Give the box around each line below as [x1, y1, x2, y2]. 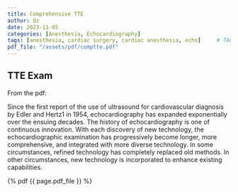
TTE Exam [7, 70, 53, 82]
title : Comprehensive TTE [7, 10, 84, 18]
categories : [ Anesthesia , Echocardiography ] [7, 30, 141, 38]
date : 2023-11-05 [7, 23, 59, 31]
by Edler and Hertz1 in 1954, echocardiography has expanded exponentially [7, 110, 228, 118]
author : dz [7, 17, 40, 24]
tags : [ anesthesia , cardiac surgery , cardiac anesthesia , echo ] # [7, 37, 220, 44]
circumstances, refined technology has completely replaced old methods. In [7, 147, 229, 156]
